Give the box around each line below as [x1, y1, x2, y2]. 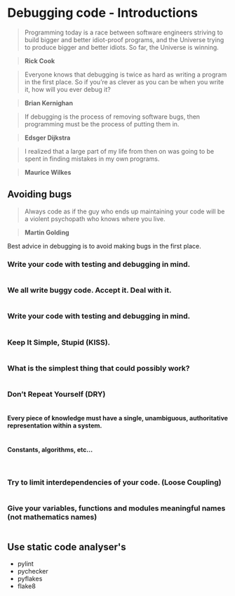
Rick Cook [24, 56, 55, 65]
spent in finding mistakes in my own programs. [24, 154, 160, 163]
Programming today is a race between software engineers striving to [24, 28, 223, 37]
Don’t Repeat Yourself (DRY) [7, 390, 106, 399]
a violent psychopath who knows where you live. [24, 214, 166, 223]
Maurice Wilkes [24, 168, 72, 176]
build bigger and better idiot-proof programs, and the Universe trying [24, 35, 224, 44]
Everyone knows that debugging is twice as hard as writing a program [24, 70, 227, 79]
